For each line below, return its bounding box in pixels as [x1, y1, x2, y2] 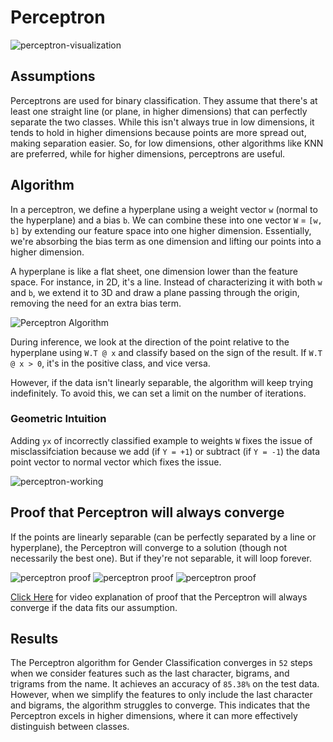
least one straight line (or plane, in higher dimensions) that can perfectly [10, 105, 308, 117]
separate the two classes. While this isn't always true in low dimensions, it [10, 116, 315, 128]
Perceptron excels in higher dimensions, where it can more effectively [10, 710, 298, 722]
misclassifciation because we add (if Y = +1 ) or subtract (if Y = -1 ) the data [10, 445, 321, 457]
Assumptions [10, 68, 96, 85]
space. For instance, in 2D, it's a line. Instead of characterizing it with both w [10, 276, 323, 288]
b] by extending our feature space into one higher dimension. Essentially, [10, 224, 312, 236]
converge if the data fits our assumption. [10, 601, 178, 613]
